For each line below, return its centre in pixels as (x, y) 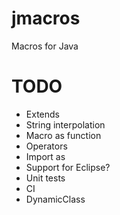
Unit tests (45, 178)
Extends (42, 114)
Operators (46, 146)
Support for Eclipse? (68, 167)
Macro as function (63, 135)
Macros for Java (45, 46)
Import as (45, 156)
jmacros (46, 18)
